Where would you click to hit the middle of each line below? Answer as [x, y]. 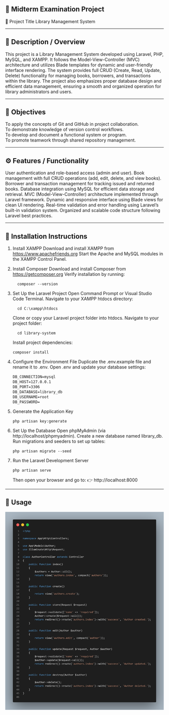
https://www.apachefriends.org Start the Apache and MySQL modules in [88, 254]
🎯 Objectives [26, 112]
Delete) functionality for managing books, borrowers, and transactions [78, 76]
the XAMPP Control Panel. [39, 259]
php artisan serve [32, 471]
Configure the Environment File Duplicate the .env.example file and [82, 362]
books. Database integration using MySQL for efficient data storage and [80, 189]
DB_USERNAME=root [31, 397]
